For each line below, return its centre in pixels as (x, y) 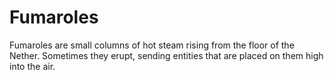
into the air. (32, 66)
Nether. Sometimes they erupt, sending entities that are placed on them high (166, 55)
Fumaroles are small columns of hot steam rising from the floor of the (152, 45)
